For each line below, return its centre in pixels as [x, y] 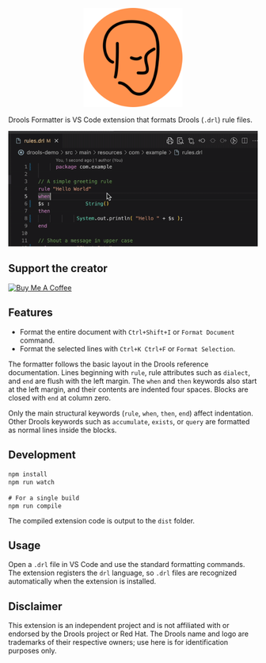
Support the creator [58, 268]
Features [30, 313]
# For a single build [44, 498]
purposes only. [32, 651]
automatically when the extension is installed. [82, 581]
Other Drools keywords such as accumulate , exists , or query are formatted [129, 421]
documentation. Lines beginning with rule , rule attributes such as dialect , [129, 372]
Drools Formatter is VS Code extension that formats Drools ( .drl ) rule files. [131, 120]
